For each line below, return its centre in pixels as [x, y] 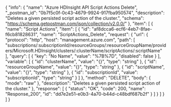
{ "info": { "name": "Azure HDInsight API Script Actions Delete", [71, 7]
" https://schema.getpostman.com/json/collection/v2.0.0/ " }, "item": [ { [79, 23]
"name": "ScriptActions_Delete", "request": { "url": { [94, 34]
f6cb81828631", [22, 34]
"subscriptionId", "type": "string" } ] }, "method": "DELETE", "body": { [78, 78]
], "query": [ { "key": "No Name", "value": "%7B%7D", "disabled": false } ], [83, 56]
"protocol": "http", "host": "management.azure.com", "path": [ [70, 40]
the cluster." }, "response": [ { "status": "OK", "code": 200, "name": [76, 88]
